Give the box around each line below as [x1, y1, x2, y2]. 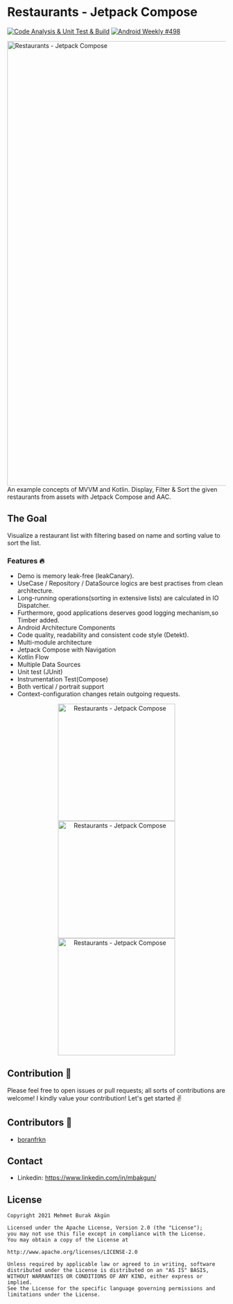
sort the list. [7, 538, 42, 547]
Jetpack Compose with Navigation [17, 645, 116, 654]
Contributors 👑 [7, 1116, 73, 1129]
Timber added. [17, 616, 60, 625]
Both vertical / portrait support [17, 682, 105, 691]
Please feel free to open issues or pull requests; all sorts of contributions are [7, 1086, 225, 1094]
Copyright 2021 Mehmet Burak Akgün [7, 1212, 110, 1219]
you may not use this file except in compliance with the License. [7, 1230, 207, 1237]
